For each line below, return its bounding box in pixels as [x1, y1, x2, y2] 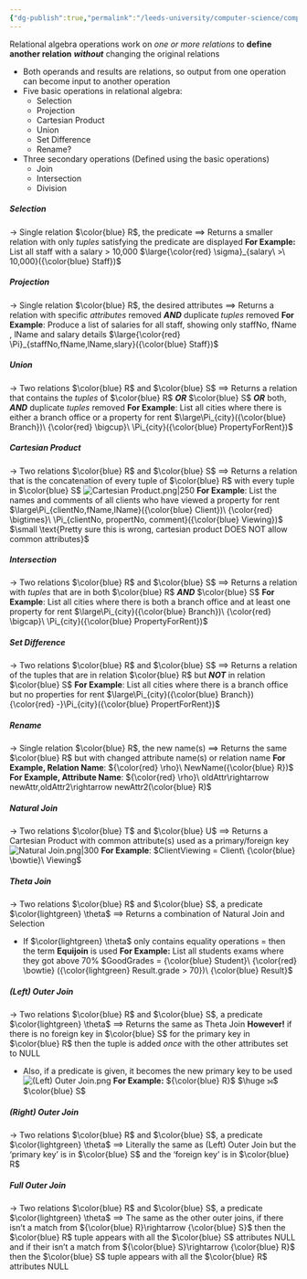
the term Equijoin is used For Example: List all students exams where [22, 945, 285, 956]
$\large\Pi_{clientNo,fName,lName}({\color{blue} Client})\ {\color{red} [9, 504, 273, 515]
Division [36, 182, 67, 193]
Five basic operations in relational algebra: [22, 85, 183, 96]
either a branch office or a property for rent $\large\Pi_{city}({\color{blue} [9, 411, 286, 422]
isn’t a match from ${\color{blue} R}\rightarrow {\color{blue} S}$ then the [9, 1222, 286, 1233]
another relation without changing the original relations [9, 48, 220, 59]
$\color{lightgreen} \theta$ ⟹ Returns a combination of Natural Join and [9, 909, 285, 920]
